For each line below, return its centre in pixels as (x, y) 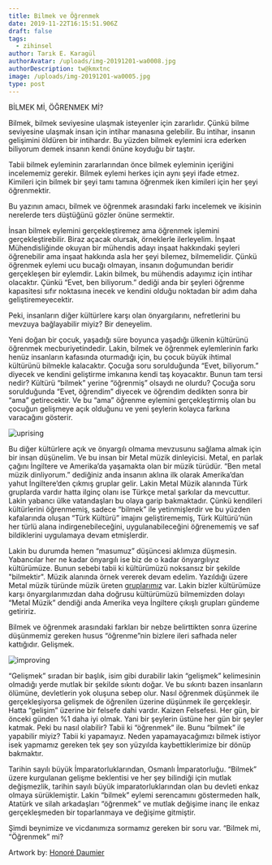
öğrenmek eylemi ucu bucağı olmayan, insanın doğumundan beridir (121, 265)
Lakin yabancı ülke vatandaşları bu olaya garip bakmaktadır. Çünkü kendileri (135, 500)
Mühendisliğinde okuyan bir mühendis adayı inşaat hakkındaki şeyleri (124, 248)
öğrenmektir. (30, 190)
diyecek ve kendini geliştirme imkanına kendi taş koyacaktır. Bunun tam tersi (136, 374)
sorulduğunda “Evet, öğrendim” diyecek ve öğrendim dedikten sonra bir (128, 391)
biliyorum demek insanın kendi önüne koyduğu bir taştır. (102, 149)
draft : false (30, 31)
